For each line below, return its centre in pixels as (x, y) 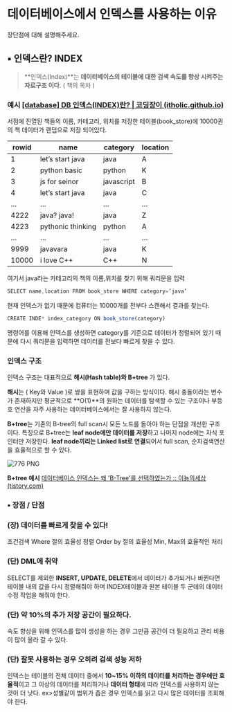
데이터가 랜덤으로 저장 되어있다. (64, 130)
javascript (119, 182)
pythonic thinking (68, 227)
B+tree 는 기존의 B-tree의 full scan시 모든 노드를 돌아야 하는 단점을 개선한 (107, 424)
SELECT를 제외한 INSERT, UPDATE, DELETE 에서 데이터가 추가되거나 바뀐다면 (114, 578)
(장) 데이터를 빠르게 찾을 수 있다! (58, 525)
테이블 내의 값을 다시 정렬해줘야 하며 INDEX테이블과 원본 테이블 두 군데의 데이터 (115, 586)
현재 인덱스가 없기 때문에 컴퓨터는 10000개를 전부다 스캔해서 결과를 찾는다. (108, 305)
